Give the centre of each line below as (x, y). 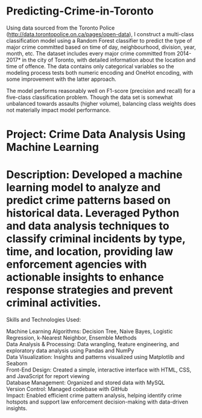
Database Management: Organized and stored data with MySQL (86, 383)
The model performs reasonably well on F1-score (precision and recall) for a (101, 90)
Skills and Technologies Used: (44, 320)
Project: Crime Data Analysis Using (96, 135)
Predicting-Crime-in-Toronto (80, 11)
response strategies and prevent (90, 290)
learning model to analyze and (84, 188)
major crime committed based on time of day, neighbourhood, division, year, (101, 47)
